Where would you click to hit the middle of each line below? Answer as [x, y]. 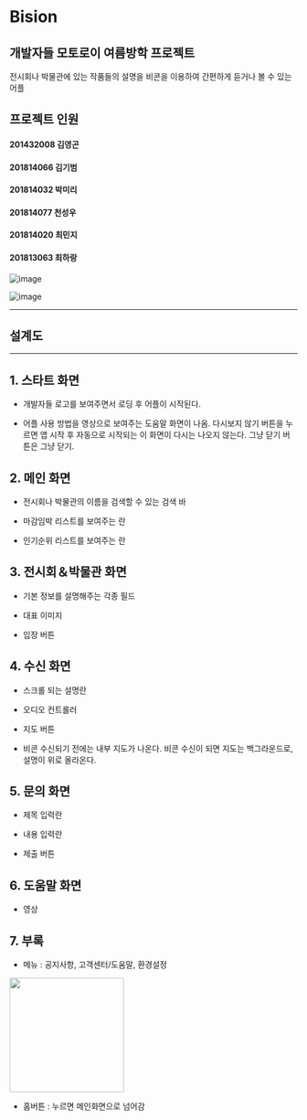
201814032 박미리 [43, 190]
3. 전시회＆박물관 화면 [68, 572]
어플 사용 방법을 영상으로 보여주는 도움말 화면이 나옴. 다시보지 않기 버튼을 [153, 423]
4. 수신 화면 [40, 666]
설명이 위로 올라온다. [59, 760]
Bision [33, 17]
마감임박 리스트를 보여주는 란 [74, 521]
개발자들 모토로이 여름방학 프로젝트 [102, 53]
